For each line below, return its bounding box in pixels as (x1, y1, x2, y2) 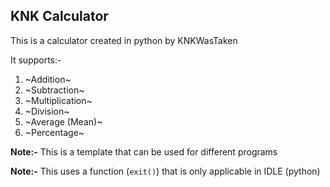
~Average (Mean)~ (24, 115, 103, 128)
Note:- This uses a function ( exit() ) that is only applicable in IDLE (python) (10, 165, 321, 177)
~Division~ (24, 105, 70, 117)
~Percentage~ (24, 126, 85, 138)
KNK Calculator (10, 8, 109, 25)
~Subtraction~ (24, 84, 85, 96)
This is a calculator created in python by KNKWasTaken (10, 34, 238, 46)
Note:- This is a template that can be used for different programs (10, 145, 278, 158)
